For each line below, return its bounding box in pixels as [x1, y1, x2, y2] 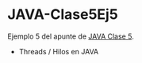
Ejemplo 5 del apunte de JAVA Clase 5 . [7, 31, 134, 41]
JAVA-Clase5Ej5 [7, 6, 118, 24]
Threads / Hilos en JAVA [18, 46, 99, 56]
